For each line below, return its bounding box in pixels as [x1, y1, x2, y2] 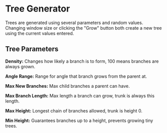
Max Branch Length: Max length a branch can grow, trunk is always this [5, 92, 155, 98]
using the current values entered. [5, 30, 74, 36]
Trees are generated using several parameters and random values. [5, 20, 143, 26]
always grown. [5, 63, 36, 69]
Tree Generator [5, 3, 70, 15]
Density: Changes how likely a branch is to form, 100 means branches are [5, 58, 159, 64]
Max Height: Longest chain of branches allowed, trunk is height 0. [5, 107, 142, 113]
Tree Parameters [5, 45, 59, 53]
